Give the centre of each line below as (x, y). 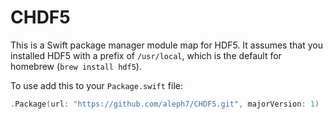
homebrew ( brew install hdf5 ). (76, 66)
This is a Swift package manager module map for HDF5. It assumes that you (166, 45)
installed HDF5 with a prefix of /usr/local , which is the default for (146, 55)
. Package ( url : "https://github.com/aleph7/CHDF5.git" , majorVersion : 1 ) (165, 104)
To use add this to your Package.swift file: (97, 85)
